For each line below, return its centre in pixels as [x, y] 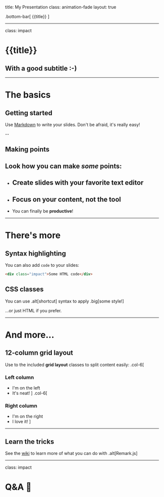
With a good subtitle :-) [41, 68]
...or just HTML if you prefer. [33, 310]
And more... [30, 335]
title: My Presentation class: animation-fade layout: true [61, 7]
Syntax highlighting [36, 253]
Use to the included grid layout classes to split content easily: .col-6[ [74, 365]
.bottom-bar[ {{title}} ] [27, 16]
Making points [27, 149]
